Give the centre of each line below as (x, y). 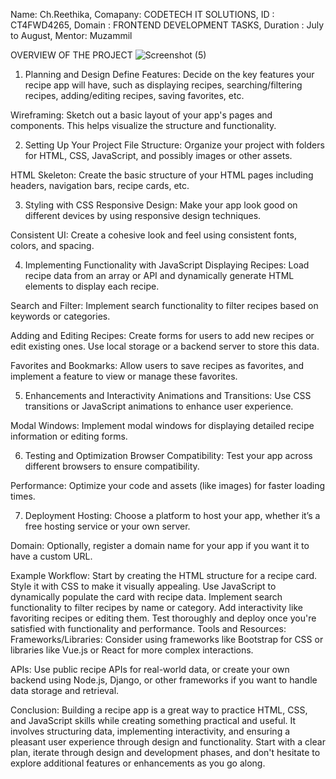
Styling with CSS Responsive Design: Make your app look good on (161, 205)
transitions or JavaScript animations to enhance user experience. (159, 406)
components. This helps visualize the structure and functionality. (143, 125)
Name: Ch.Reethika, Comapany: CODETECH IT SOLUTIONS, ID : (142, 14)
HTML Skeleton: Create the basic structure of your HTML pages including (162, 175)
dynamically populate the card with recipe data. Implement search (146, 597)
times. (23, 496)
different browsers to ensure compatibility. (112, 466)
